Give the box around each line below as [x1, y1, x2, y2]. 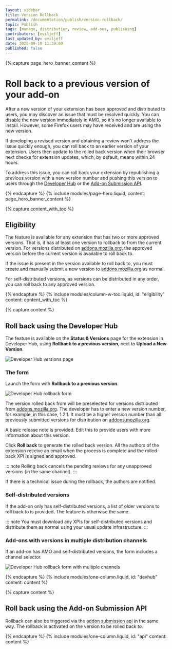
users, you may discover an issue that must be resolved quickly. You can [5, 111, 159, 117]
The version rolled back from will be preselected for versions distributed [5, 400, 158, 406]
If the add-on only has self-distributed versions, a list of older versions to [5, 503, 160, 509]
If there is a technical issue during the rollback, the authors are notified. [5, 478, 157, 485]
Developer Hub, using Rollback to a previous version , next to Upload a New [5, 341, 167, 347]
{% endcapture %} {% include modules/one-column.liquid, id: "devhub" [5, 574, 158, 580]
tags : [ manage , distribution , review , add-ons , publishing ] [5, 27, 137, 32]
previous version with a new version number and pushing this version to [5, 175, 158, 181]
